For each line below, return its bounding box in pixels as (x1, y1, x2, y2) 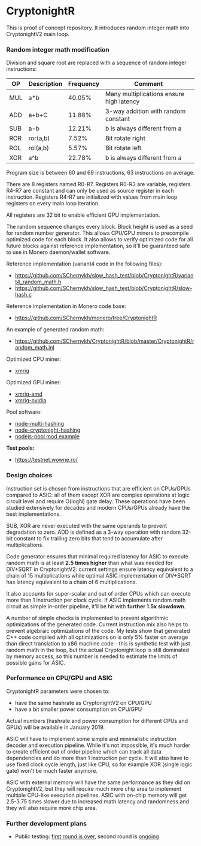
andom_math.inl (14, 344, 55, 351)
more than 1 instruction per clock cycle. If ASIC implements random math (6, 596, 186, 603)
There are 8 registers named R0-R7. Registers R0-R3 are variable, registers (6, 181, 191, 188)
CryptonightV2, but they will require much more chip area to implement (6, 785, 181, 792)
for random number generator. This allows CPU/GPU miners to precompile (6, 229, 189, 237)
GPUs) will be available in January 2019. (6, 724, 105, 731)
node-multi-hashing (14, 420, 65, 428)
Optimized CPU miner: (6, 355, 62, 363)
